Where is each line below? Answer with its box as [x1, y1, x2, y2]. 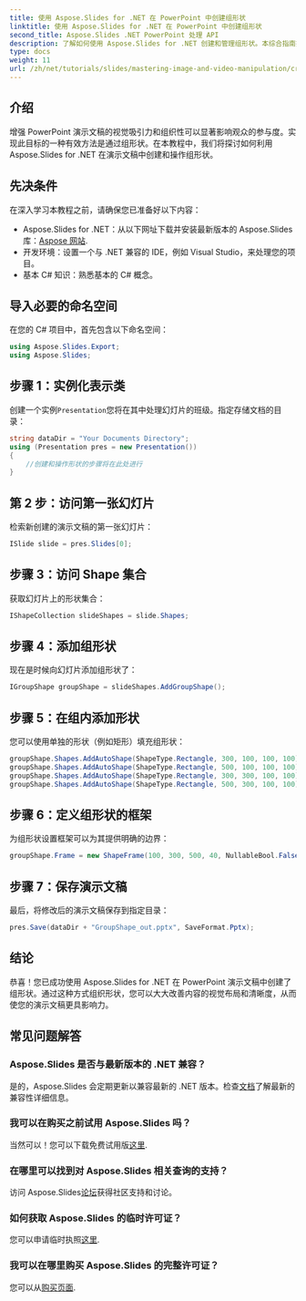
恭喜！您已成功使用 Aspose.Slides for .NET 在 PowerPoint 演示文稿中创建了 [9, 976, 291, 987]
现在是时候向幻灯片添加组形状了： [9, 665, 138, 676]
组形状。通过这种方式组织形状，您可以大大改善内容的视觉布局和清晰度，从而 [9, 987, 297, 998]
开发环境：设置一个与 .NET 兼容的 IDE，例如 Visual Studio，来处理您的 [22, 246, 288, 257]
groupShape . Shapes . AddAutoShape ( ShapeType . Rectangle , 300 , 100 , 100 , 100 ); [9, 754, 303, 764]
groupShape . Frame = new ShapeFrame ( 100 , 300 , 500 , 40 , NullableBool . [9, 852, 280, 861]
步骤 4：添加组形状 [9, 639, 117, 655]
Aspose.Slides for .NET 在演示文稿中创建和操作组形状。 [9, 149, 219, 160]
